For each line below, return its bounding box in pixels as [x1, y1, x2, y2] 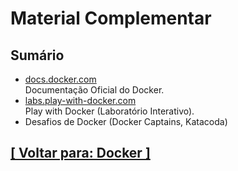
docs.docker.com [24, 73, 97, 85]
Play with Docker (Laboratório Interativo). [24, 105, 195, 117]
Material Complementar [10, 7, 212, 30]
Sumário [10, 47, 65, 64]
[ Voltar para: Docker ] [10, 145, 151, 162]
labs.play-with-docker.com [24, 95, 137, 106]
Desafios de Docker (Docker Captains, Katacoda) [24, 116, 228, 127]
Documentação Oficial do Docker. [24, 84, 165, 96]
